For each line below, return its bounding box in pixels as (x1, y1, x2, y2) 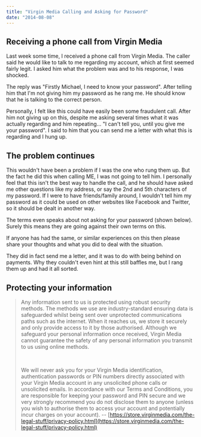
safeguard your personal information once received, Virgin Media (20, 330, 182, 337)
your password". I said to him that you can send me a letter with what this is (6, 127, 193, 134)
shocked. (6, 71, 29, 79)
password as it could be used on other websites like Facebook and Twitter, (6, 199, 190, 206)
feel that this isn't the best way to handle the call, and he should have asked (6, 179, 193, 187)
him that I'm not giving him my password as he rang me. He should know (6, 89, 185, 97)
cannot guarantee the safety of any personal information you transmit (20, 337, 193, 344)
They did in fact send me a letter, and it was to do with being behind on (6, 253, 181, 260)
